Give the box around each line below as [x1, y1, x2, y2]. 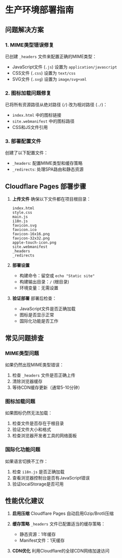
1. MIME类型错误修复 [5, 41, 54, 48]
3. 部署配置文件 [5, 138, 42, 145]
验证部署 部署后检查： [12, 295, 57, 302]
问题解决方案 [5, 25, 44, 34]
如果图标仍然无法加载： [5, 410, 52, 416]
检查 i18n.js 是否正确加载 [12, 469, 65, 475]
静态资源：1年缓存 [19, 532, 56, 537]
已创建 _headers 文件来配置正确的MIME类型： [5, 53, 97, 59]
